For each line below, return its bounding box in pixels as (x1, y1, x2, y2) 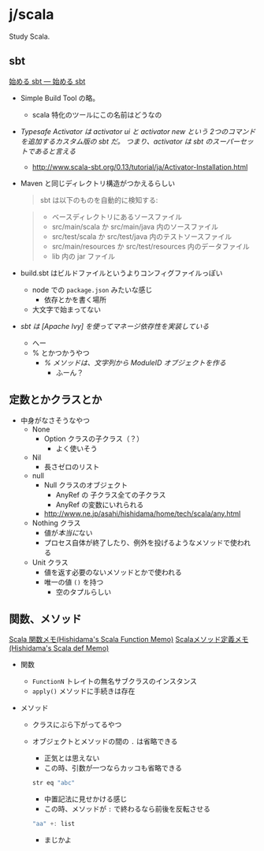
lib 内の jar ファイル (51, 251, 116, 261)
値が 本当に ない (43, 528, 93, 537)
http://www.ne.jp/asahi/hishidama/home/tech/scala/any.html (43, 509, 241, 518)
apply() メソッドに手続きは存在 (32, 686, 136, 696)
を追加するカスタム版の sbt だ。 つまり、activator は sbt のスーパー (20, 136, 240, 146)
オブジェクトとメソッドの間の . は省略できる (32, 737, 178, 746)
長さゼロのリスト (43, 461, 100, 471)
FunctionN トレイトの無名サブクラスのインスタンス (32, 677, 198, 686)
